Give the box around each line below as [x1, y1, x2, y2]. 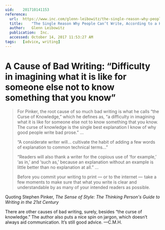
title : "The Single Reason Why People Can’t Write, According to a [9, 21, 157, 26]
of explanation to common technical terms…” [17, 144, 108, 150]
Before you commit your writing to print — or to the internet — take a [17, 174, 157, 180]
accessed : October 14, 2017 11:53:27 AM [9, 35, 93, 40]
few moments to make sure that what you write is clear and [17, 179, 137, 185]
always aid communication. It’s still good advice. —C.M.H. [5, 219, 122, 225]
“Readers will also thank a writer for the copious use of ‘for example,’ [17, 153, 157, 159]
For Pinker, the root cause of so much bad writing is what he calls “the [17, 108, 160, 114]
